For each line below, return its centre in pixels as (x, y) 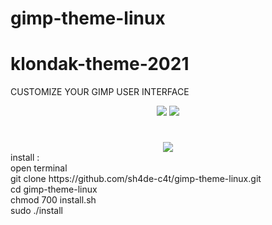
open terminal (39, 168)
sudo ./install (36, 211)
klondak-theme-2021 (100, 64)
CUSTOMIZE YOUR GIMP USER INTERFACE (100, 92)
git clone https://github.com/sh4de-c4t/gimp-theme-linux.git (136, 179)
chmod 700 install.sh (53, 200)
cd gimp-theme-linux (54, 189)
